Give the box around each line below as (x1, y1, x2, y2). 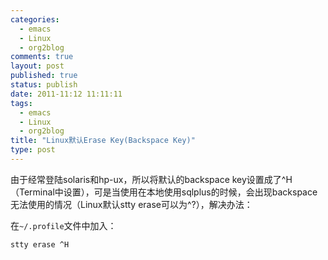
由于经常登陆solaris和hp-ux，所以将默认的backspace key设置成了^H (10, 173, 293, 185)
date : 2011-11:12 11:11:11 (10, 89, 123, 99)
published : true (10, 71, 78, 81)
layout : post (10, 61, 65, 71)
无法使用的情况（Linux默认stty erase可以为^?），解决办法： (10, 198, 253, 210)
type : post (10, 145, 56, 155)
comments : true (10, 52, 74, 62)
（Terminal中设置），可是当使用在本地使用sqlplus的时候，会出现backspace (10, 186, 318, 198)
